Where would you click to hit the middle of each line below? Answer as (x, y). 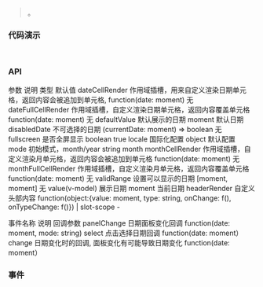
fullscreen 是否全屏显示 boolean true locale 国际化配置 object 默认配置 (122, 139)
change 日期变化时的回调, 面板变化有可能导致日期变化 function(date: (119, 242)
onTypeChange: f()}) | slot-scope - (64, 207)
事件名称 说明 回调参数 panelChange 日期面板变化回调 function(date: (119, 223)
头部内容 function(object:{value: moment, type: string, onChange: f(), (120, 198)
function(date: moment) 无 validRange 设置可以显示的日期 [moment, (118, 178)
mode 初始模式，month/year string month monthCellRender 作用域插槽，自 (130, 149)
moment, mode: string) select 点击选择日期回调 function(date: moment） (126, 233)
